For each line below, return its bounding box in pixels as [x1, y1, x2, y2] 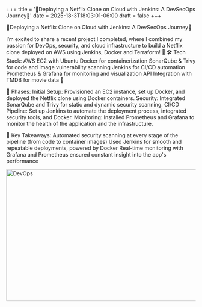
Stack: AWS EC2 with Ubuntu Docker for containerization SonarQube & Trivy [6, 57, 196, 64]
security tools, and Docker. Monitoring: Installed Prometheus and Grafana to [6, 114, 195, 120]
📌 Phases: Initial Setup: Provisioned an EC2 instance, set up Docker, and [6, 88, 185, 95]
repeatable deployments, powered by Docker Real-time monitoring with [6, 144, 183, 152]
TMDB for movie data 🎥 [6, 76, 64, 84]
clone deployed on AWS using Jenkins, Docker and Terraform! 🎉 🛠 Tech [6, 49, 186, 55]
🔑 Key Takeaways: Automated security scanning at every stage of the [6, 132, 179, 138]
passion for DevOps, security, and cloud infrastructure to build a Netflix [6, 42, 183, 49]
